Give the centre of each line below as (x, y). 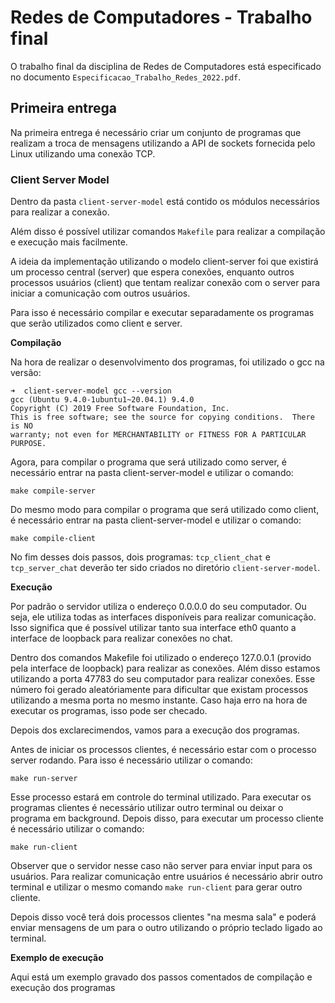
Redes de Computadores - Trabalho (161, 17)
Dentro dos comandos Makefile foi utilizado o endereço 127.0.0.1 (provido (161, 658)
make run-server (44, 779)
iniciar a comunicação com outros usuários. (100, 293)
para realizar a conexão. (60, 212)
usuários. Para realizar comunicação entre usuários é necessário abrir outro (167, 877)
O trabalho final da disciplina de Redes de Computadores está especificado (166, 66)
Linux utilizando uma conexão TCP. (83, 153)
